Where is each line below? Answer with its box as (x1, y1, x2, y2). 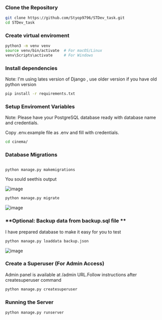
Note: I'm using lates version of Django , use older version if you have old (5, 76, 157, 82)
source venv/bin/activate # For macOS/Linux (5, 48, 102, 53)
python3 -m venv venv (5, 43, 51, 49)
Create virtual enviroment (5, 32, 69, 39)
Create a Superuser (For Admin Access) (5, 260, 105, 267)
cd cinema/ (5, 139, 28, 144)
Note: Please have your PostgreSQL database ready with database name (5, 115, 156, 121)
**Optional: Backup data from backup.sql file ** (5, 217, 126, 224)
